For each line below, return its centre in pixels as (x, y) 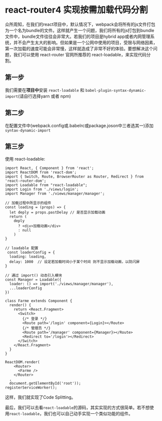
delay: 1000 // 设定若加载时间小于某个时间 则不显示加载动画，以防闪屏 (75, 262)
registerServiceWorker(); (31, 388)
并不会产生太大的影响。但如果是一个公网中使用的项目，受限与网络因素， (85, 42)
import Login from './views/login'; (42, 190)
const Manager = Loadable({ (33, 280)
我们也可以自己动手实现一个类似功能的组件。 (88, 414)
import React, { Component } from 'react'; (50, 168)
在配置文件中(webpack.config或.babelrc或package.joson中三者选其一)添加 (79, 125)
